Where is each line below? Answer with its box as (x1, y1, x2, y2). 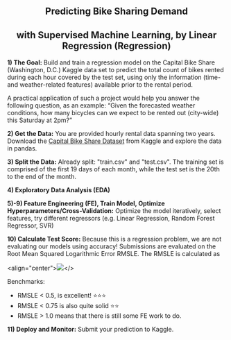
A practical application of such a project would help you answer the (7, 94, 200, 103)
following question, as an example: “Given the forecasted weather (7, 101, 196, 110)
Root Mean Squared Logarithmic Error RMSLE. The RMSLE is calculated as (7, 250, 221, 258)
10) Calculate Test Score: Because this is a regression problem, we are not (7, 235, 222, 244)
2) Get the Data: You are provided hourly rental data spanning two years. (7, 130, 216, 138)
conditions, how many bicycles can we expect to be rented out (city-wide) (7, 109, 219, 117)
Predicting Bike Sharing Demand (44, 6, 189, 17)
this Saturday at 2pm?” (7, 116, 73, 124)
